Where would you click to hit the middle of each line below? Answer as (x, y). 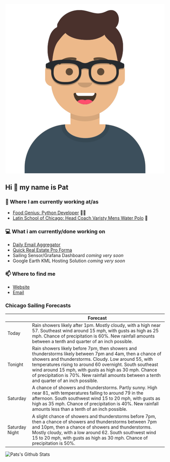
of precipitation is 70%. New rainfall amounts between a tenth (96, 375)
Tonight (15, 365)
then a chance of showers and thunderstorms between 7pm (94, 422)
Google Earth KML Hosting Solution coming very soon (69, 261)
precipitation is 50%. (54, 443)
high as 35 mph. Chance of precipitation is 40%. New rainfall (95, 404)
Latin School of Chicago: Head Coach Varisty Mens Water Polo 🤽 (80, 218)
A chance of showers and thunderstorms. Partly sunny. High (95, 388)
